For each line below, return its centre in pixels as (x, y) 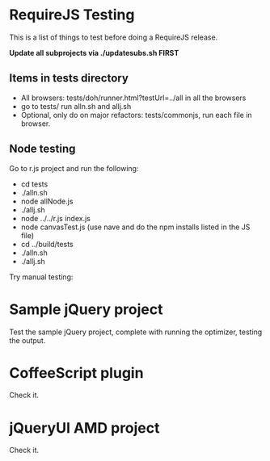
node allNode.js (47, 201)
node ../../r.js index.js (56, 218)
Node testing (42, 149)
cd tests (34, 184)
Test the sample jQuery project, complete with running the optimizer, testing (136, 332)
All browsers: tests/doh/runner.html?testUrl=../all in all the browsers (133, 98)
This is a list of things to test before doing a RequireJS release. (114, 37)
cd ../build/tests (47, 244)
